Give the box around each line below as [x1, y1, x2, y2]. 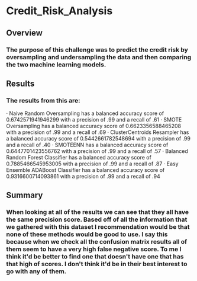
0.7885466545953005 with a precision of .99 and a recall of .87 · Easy [6, 160, 179, 167]
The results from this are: [6, 96, 80, 104]
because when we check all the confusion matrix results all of [6, 237, 188, 245]
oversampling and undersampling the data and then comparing [6, 53, 192, 61]
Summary [6, 190, 43, 200]
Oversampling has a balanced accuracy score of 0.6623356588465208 [6, 123, 182, 130]
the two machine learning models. [6, 60, 106, 69]
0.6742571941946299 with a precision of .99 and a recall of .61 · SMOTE [6, 116, 182, 123]
